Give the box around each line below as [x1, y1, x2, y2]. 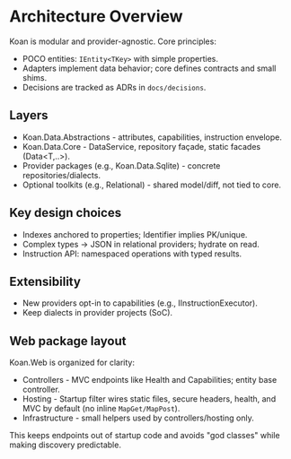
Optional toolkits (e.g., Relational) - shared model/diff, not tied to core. [22, 179, 281, 190]
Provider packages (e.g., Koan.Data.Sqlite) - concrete [22, 160, 221, 171]
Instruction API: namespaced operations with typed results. [22, 248, 242, 259]
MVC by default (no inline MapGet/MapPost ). [22, 403, 181, 414]
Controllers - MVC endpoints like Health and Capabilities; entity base [22, 375, 278, 385]
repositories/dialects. [22, 169, 101, 180]
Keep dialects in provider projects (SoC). [22, 307, 173, 318]
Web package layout [9, 333, 128, 349]
